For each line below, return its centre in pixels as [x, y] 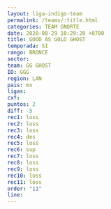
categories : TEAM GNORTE [43, 26]
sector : [18, 59]
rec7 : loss [23, 156]
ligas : [17, 91]
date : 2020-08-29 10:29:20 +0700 [56, 33]
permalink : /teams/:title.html [53, 20]
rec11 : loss [24, 182]
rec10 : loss [24, 176]
